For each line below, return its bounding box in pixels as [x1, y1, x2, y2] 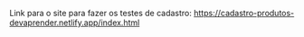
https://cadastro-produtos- [193, 8, 295, 18]
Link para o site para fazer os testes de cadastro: [9, 8, 193, 18]
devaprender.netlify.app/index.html [9, 17, 140, 28]
